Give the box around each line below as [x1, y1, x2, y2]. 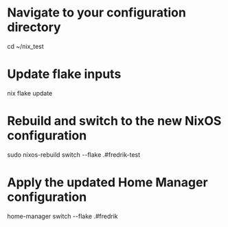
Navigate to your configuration [7, 5, 187, 21]
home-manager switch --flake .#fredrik [7, 212, 118, 220]
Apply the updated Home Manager [7, 175, 208, 190]
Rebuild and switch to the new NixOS [7, 113, 222, 129]
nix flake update [7, 89, 53, 97]
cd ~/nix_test [7, 42, 45, 50]
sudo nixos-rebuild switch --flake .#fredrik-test [7, 150, 141, 159]
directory [7, 19, 61, 35]
